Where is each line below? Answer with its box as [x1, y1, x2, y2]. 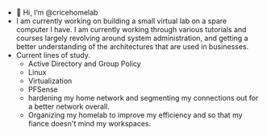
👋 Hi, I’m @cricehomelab [15, 8, 98, 17]
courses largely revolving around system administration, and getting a [15, 33, 248, 43]
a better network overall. [27, 101, 111, 111]
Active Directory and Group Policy [27, 59, 141, 68]
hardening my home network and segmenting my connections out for [27, 93, 259, 102]
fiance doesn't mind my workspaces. [27, 119, 152, 128]
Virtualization [27, 76, 73, 85]
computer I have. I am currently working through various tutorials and [15, 25, 247, 34]
